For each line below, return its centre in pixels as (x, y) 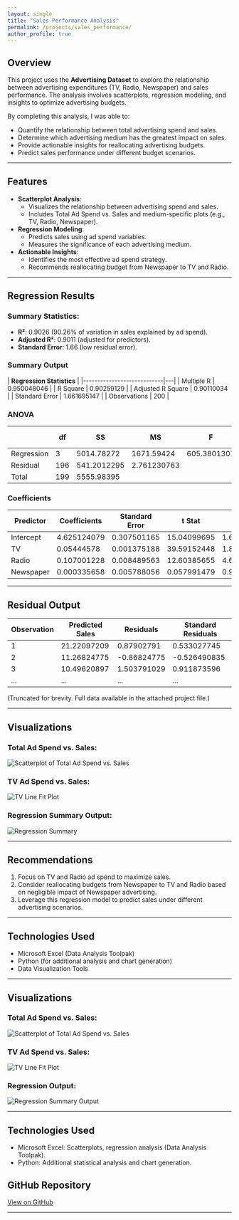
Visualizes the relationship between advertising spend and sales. (123, 206)
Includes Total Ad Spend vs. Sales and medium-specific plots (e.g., (127, 214)
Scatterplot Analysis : (49, 199)
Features (27, 182)
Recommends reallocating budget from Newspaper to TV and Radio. (128, 267)
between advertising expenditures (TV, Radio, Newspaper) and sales (108, 88)
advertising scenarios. (50, 908)
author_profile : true (39, 34)
